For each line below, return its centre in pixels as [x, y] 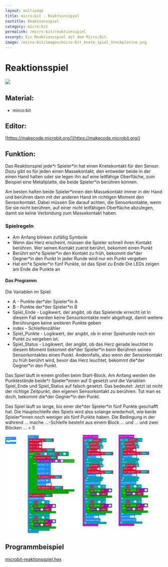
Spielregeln [20, 226]
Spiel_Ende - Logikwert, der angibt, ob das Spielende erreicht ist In [82, 312]
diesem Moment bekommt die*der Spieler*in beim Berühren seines [82, 350]
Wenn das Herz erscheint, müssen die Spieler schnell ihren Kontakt [82, 242]
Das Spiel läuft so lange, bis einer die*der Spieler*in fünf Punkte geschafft [82, 406]
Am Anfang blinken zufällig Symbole [50, 237]
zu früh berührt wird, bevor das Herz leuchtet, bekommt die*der [78, 360]
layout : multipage [24, 11]
